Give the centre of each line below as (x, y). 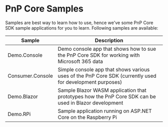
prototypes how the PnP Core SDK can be (107, 96)
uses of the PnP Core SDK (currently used (107, 76)
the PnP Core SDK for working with (99, 55)
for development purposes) (90, 82)
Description (109, 40)
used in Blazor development (90, 102)
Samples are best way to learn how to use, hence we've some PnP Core (79, 23)
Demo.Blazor (23, 96)
